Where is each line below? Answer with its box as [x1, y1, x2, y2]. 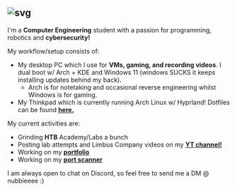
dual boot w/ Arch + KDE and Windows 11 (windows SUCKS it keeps [17, 68, 216, 76]
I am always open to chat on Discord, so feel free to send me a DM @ [7, 168, 209, 177]
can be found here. [17, 105, 74, 113]
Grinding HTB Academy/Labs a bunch [17, 133, 129, 141]
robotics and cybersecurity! [7, 33, 91, 42]
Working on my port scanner [17, 155, 103, 164]
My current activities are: [7, 119, 80, 128]
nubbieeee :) [7, 176, 45, 185]
